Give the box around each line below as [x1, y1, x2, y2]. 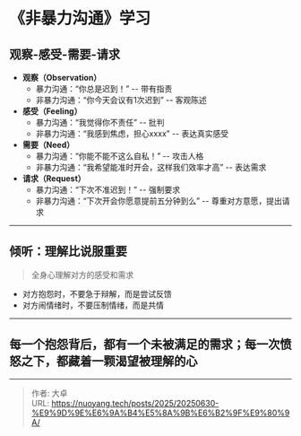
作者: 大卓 [30, 388, 68, 398]
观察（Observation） [21, 73, 102, 83]
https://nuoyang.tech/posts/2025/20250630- [51, 397, 219, 408]
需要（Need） [21, 140, 74, 150]
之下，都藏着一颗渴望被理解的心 [21, 353, 198, 369]
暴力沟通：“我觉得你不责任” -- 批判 [35, 118, 165, 127]
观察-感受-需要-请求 [9, 47, 121, 62]
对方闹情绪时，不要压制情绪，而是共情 [21, 300, 164, 310]
